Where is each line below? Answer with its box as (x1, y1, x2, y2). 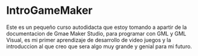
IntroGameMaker (6, 4, 93, 17)
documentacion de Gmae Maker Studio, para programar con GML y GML (6, 30, 187, 37)
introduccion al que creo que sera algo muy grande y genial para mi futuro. (6, 43, 193, 50)
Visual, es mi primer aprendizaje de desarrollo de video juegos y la (6, 36, 172, 43)
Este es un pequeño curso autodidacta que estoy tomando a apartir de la (6, 23, 187, 31)
